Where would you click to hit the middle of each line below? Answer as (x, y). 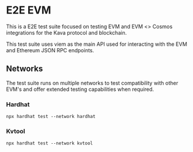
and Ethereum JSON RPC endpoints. (50, 50)
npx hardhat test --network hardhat (51, 117)
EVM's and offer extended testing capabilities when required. (80, 89)
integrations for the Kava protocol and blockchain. (67, 32)
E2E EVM (29, 10)
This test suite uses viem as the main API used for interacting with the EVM (97, 44)
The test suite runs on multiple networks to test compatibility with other (92, 83)
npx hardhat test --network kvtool (50, 143)
